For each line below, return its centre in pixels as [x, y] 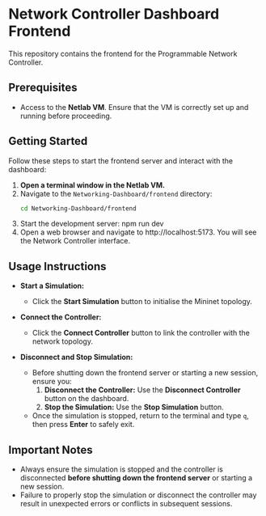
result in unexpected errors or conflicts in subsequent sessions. [126, 504]
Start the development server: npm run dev [92, 224]
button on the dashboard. [87, 399]
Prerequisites [43, 88]
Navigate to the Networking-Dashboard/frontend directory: [116, 193]
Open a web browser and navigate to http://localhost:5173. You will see [138, 232]
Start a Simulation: [52, 286]
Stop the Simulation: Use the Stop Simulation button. [134, 407]
